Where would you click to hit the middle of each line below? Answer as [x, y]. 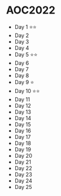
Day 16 [23, 131]
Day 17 [23, 137]
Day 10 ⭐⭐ [27, 91]
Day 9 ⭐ [24, 82]
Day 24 [23, 181]
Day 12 [23, 105]
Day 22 [23, 168]
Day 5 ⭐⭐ [26, 54]
